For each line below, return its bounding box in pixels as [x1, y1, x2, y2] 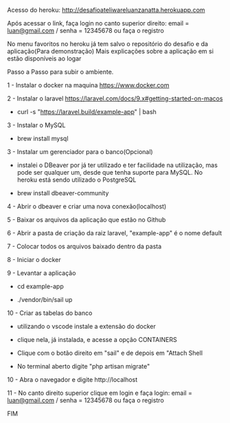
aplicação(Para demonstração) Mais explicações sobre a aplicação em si [7, 47, 214, 55]
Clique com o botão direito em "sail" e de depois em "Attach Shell [16, 349, 203, 357]
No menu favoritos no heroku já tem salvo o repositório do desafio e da [7, 40, 208, 47]
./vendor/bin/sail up [16, 296, 73, 303]
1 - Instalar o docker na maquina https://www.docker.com [7, 81, 170, 89]
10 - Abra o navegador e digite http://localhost [7, 376, 138, 384]
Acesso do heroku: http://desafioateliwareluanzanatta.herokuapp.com [7, 6, 205, 14]
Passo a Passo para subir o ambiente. [7, 68, 114, 76]
